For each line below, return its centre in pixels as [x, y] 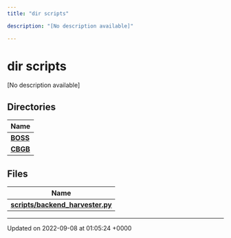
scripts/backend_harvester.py [61, 205]
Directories [32, 107]
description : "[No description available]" [70, 26]
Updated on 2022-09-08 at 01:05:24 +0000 [69, 228]
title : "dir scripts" [38, 13]
